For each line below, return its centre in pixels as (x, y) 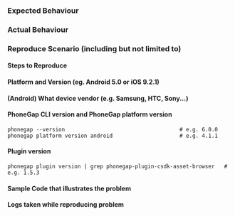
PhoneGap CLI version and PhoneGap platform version (90, 114)
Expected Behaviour (43, 11)
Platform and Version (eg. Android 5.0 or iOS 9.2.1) (84, 82)
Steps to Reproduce (37, 65)
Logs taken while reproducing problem (66, 205)
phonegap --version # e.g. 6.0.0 (113, 129)
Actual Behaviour (38, 29)
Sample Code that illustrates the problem (69, 188)
